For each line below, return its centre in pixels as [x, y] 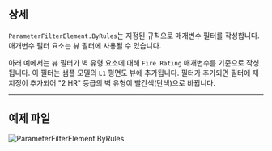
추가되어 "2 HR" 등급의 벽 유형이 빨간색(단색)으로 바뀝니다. [123, 82]
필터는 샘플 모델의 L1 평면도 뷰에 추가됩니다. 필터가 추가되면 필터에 [145, 73]
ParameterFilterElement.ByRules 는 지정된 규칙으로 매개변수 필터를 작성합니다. [134, 36]
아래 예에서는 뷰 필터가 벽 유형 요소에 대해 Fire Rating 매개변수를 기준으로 [126, 62]
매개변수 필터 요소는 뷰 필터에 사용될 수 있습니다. [85, 45]
